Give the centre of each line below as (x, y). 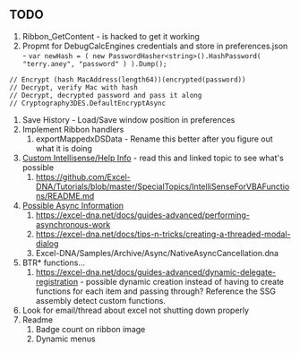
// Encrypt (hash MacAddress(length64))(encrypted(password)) (128, 80)
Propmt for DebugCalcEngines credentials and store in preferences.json (155, 46)
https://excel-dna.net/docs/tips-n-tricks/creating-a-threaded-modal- (163, 234)
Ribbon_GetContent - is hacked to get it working (111, 36)
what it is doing (64, 148)
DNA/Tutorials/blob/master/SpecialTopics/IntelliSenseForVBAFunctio (163, 186)
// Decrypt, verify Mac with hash (74, 87)
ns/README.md (65, 195)
